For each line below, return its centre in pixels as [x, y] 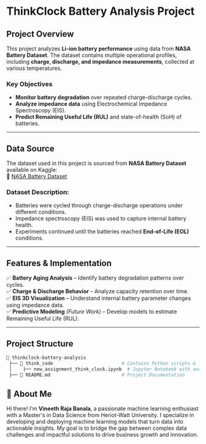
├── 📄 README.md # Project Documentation [97, 375]
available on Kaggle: [32, 170]
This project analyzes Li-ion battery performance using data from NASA [99, 48]
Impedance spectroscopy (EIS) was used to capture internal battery [101, 218]
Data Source [30, 148]
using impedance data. [35, 305]
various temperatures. [34, 68]
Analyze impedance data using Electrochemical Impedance [91, 104]
